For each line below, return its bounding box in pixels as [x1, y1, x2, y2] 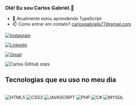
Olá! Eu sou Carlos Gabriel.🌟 [5, 4, 74, 11]
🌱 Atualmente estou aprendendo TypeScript [12, 16, 102, 22]
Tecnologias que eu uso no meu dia [5, 75, 116, 84]
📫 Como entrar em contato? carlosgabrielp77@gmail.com [12, 21, 132, 27]
